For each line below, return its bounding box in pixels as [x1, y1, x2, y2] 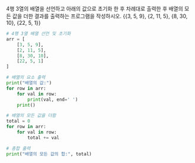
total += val [27, 135, 60, 140]
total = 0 [6, 118, 31, 124]
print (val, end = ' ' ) [27, 97, 78, 103]
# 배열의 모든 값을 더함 [6, 113, 56, 119]
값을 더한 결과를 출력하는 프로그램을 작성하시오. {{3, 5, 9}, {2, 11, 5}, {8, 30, [12, 12, 188, 20]
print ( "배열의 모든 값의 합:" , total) [6, 151, 92, 157]
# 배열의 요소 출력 [6, 75, 46, 81]
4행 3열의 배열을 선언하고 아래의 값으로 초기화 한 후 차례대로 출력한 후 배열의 [6, 5, 184, 12]
